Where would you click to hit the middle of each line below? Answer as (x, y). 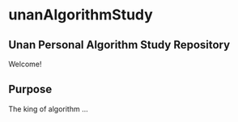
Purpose (30, 89)
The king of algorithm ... (48, 109)
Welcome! (25, 64)
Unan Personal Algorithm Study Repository (119, 45)
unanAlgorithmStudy (81, 15)
